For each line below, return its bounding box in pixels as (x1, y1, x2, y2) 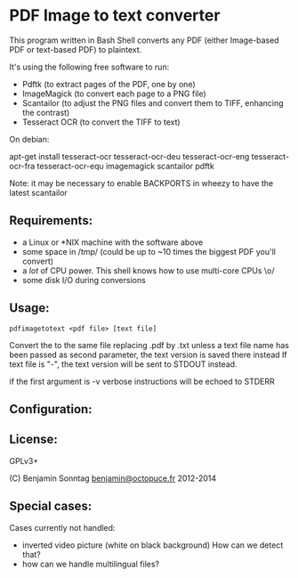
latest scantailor (9, 187, 68, 198)
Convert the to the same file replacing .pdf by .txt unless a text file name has (9, 339, 289, 350)
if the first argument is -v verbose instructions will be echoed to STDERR (9, 376, 276, 387)
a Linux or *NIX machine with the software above (21, 237, 204, 248)
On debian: (9, 134, 50, 144)
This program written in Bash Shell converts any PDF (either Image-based (9, 35, 279, 45)
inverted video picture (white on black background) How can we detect (21, 540, 284, 550)
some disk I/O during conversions (21, 274, 147, 285)
